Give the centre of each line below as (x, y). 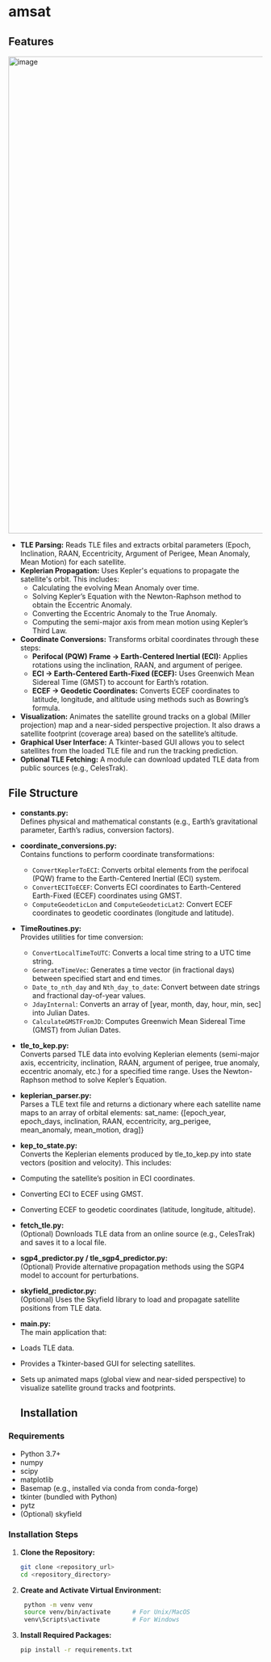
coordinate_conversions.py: (68, 846)
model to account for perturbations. (79, 1275)
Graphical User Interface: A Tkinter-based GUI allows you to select (132, 742)
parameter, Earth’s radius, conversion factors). (97, 829)
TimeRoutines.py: (51, 928)
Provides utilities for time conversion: (81, 937)
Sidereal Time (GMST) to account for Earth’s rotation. (120, 682)
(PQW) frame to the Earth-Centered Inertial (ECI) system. (127, 878)
